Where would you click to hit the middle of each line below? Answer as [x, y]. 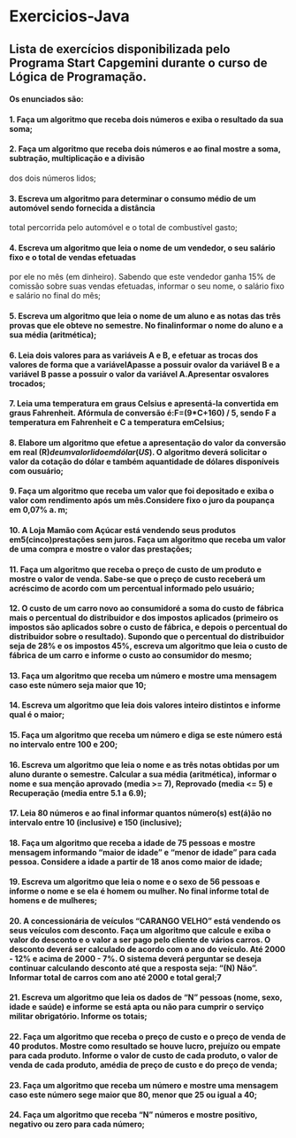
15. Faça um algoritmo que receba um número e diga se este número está [146, 735]
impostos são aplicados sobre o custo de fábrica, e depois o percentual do [148, 627]
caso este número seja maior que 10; [78, 685]
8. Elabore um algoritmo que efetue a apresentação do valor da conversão [148, 442]
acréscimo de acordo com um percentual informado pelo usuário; [132, 588]
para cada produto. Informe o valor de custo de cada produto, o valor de [144, 1056]
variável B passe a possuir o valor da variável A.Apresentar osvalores [139, 374]
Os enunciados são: [46, 99]
